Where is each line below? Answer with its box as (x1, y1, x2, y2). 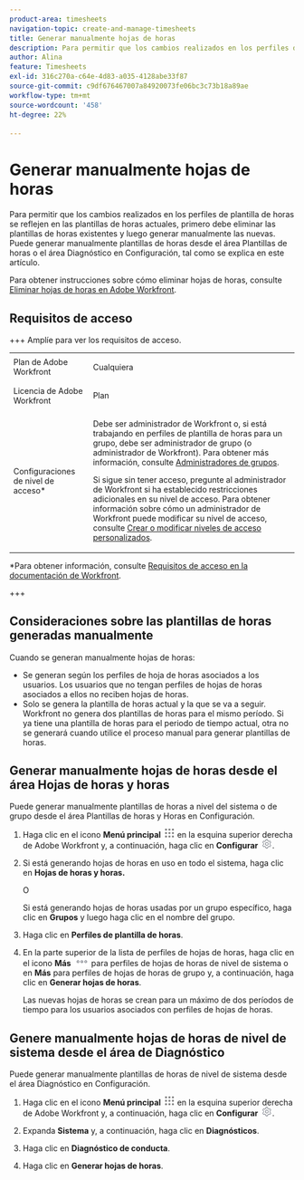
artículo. (9, 257, 41, 268)
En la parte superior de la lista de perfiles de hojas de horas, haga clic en (22, 947, 295, 958)
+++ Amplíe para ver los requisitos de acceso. (9, 335, 182, 345)
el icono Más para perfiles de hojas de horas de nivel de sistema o (22, 958, 289, 969)
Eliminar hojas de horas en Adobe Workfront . (9, 284, 177, 295)
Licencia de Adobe (13, 385, 83, 396)
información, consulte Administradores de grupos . (92, 457, 280, 468)
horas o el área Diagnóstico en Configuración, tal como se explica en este (9, 247, 285, 258)
